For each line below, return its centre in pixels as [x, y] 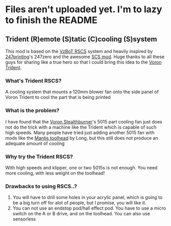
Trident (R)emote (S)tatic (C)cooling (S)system [81, 39]
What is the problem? [32, 111]
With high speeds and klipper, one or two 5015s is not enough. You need [81, 167]
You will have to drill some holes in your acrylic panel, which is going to [88, 197]
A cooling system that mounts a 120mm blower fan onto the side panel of [82, 92]
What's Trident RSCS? [33, 81]
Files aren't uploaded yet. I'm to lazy [84, 9]
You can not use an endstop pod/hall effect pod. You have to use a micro [89, 208]
